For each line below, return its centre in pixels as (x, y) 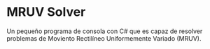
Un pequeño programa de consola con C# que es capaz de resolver (105, 31)
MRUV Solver (46, 12)
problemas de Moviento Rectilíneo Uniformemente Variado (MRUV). (104, 38)
